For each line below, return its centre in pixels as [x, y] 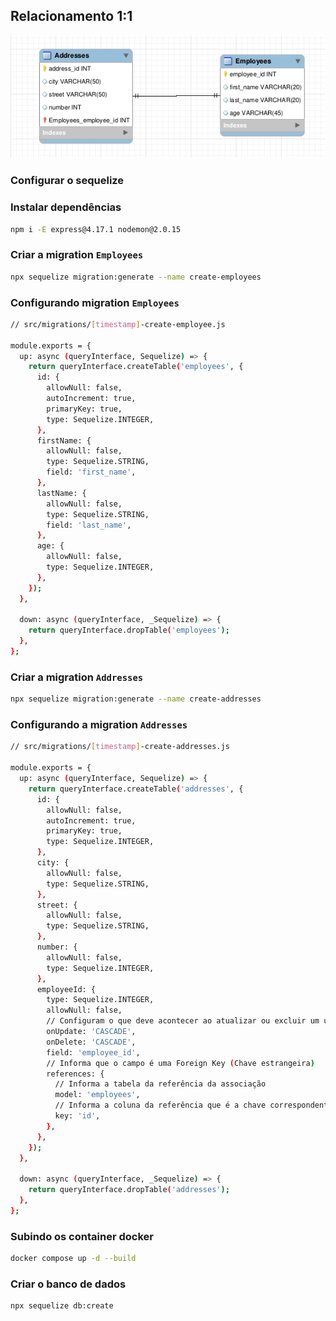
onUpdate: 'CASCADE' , [91, 1032]
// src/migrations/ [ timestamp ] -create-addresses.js [120, 747]
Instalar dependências [66, 207]
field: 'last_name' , [89, 525]
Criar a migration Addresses [77, 677]
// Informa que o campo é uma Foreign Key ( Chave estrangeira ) [180, 1063]
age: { [50, 546]
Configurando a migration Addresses [99, 725]
